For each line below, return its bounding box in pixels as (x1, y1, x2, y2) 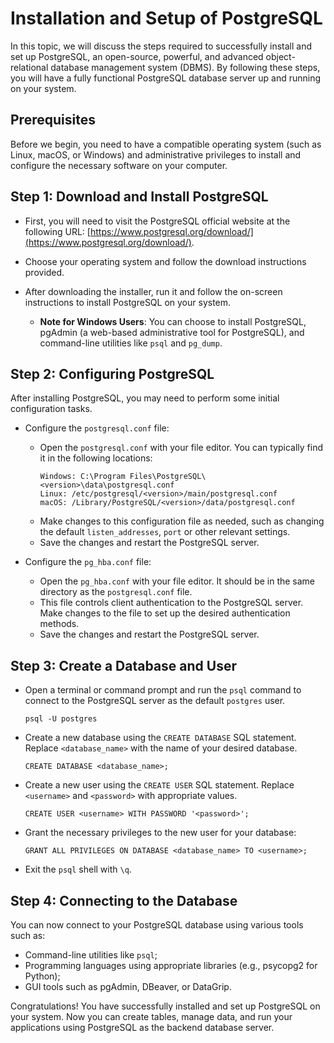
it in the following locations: (39, 452, 153, 464)
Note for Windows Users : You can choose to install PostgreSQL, (39, 315, 307, 327)
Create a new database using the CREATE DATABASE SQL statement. (24, 732, 297, 744)
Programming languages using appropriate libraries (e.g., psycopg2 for (24, 960, 318, 971)
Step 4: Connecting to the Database (10, 892, 238, 909)
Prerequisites (10, 112, 96, 129)
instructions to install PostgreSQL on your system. (24, 296, 232, 308)
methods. (39, 618, 80, 630)
